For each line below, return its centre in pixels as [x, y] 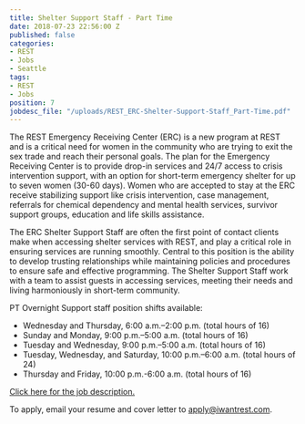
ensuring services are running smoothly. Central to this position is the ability [152, 252]
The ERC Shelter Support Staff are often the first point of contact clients [144, 233]
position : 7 [32, 103]
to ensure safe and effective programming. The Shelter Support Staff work [149, 271]
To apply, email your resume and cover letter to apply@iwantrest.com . [141, 409]
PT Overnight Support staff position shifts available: [106, 308]
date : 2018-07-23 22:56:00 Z [65, 26]
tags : [20, 78]
